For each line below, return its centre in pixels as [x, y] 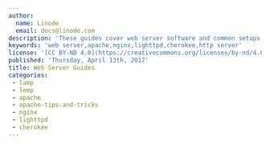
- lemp [23, 90]
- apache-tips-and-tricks [55, 105]
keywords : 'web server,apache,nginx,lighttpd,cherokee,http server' [125, 46]
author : [21, 16]
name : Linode [37, 23]
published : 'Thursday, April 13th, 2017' [79, 61]
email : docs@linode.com [55, 30]
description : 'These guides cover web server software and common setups [135, 38]
